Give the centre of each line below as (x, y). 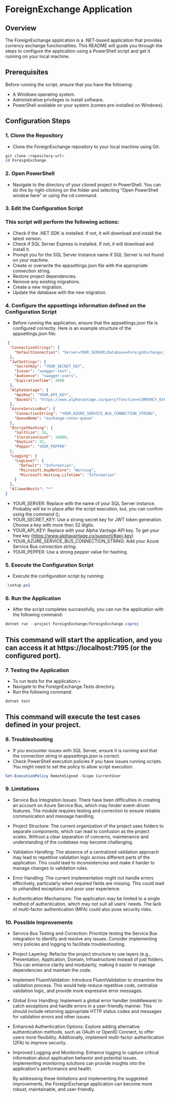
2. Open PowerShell (30, 173)
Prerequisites (27, 72)
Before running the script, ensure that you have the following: (69, 84)
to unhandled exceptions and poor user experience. (66, 889)
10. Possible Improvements (39, 922)
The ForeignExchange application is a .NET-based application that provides (84, 40)
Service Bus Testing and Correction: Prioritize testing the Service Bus (85, 933)
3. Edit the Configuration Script (44, 208)
